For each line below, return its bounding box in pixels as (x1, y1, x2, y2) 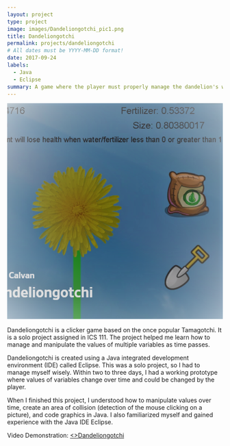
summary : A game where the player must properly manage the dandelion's (7, 83, 219, 90)
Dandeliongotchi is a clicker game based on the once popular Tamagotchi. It (7, 326, 222, 334)
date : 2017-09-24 (7, 55, 57, 62)
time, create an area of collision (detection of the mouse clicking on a (7, 404, 203, 412)
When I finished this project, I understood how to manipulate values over (7, 396, 212, 404)
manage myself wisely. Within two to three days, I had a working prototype (7, 369, 218, 377)
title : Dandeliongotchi (7, 33, 75, 40)
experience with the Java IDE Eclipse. (7, 418, 113, 426)
